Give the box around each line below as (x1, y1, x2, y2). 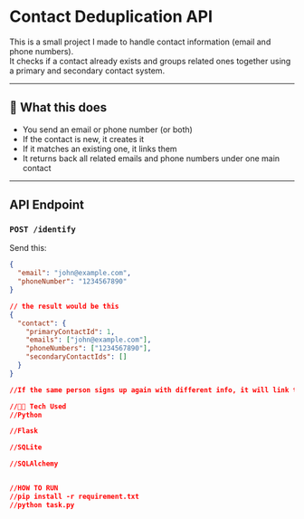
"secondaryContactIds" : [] (25, 352, 128, 361)
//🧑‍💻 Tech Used (9, 401, 67, 411)
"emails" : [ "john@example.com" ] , (25, 335, 152, 345)
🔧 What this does (9, 100, 108, 115)
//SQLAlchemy (9, 459, 59, 468)
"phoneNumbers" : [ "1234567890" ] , (25, 344, 152, 353)
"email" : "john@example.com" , (17, 269, 131, 278)
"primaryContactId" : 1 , (25, 327, 116, 336)
